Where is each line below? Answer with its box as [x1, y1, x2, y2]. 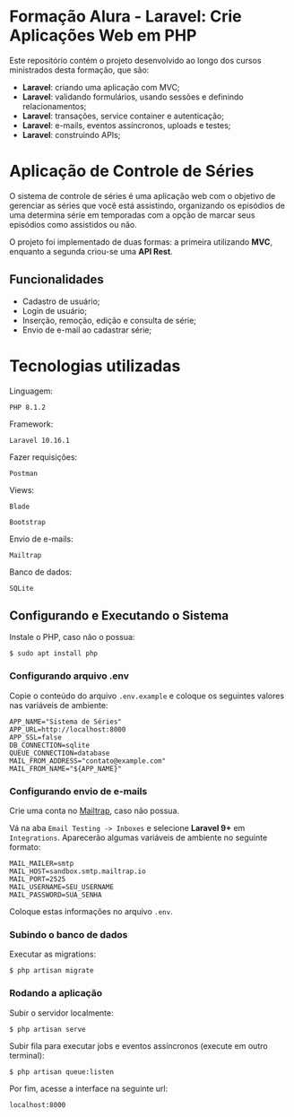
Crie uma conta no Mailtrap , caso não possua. [9, 805, 180, 817]
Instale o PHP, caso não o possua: [9, 632, 135, 643]
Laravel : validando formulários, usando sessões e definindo [22, 91, 244, 102]
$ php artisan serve [9, 1025, 87, 1034]
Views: [9, 484, 34, 495]
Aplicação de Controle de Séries [9, 161, 255, 181]
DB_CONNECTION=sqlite [9, 740, 91, 749]
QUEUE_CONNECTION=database [9, 749, 110, 758]
